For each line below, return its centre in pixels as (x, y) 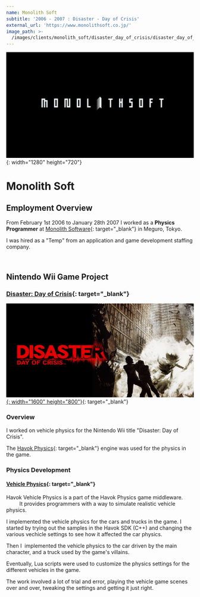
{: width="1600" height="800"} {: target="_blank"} (68, 402)
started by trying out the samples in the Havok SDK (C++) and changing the (99, 528)
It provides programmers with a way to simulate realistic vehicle (97, 503)
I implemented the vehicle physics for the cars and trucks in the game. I (94, 521)
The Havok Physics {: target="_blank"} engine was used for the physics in (96, 448)
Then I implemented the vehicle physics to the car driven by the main (92, 546)
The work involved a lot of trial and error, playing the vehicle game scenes (97, 582)
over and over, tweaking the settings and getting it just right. (80, 587)
